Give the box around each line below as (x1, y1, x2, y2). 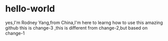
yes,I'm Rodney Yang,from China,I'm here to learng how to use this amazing (5, 19, 163, 25)
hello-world (5, 3, 55, 14)
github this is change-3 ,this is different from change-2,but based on (5, 24, 148, 30)
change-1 (5, 30, 25, 36)
